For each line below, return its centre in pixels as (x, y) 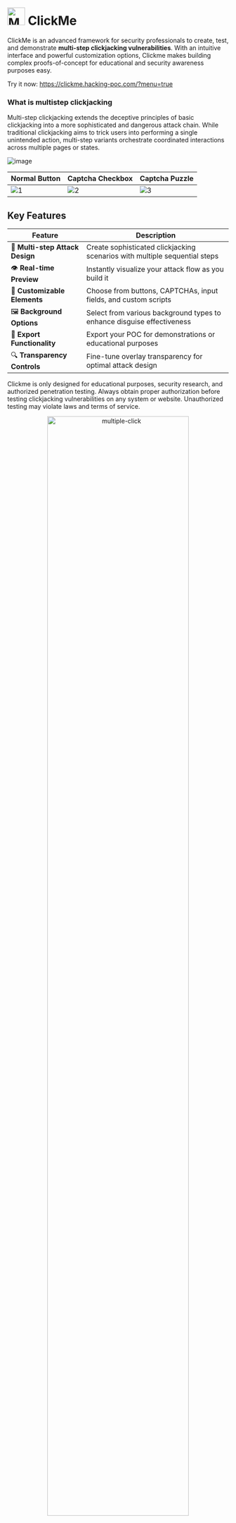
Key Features (37, 215)
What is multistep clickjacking (60, 102)
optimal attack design (122, 365)
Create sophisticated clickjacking (141, 247)
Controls (26, 366)
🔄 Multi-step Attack (45, 247)
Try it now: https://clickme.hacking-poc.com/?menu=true (90, 84)
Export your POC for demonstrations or (151, 335)
